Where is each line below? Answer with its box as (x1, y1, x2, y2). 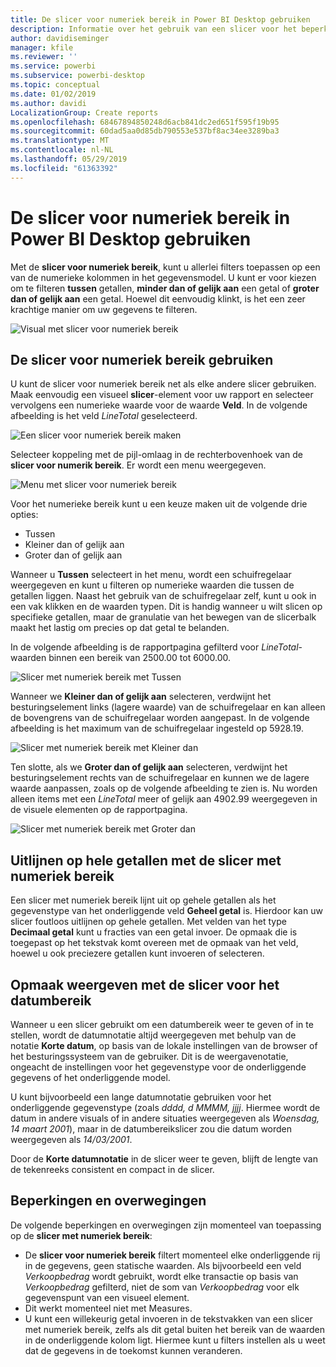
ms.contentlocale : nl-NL (10, 145, 114, 155)
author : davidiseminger (10, 33, 110, 43)
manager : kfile (10, 42, 74, 53)
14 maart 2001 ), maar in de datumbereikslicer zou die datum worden (10, 1123, 293, 1135)
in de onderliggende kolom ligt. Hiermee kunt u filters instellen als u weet (24, 1334, 326, 1346)
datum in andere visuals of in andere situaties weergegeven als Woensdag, (10, 1112, 320, 1124)
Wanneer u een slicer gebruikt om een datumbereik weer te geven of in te (10, 1019, 314, 1030)
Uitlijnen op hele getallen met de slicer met (10, 852, 282, 869)
